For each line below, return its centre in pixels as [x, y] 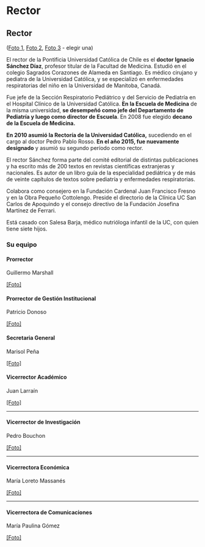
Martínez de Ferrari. [31, 210]
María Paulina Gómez [33, 526]
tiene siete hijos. [27, 229]
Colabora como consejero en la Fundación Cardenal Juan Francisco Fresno [101, 191]
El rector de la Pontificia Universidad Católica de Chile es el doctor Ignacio [100, 59]
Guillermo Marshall [30, 273]
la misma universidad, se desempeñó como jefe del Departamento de [95, 110]
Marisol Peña [23, 351]
